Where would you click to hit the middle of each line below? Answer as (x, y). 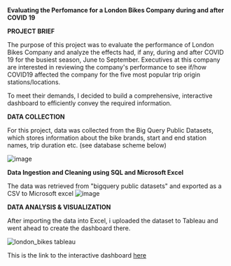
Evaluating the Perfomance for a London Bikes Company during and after (115, 10)
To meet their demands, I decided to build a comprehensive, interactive (110, 95)
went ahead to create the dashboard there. (69, 228)
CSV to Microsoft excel (40, 193)
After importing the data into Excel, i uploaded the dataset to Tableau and (113, 221)
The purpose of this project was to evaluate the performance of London (111, 45)
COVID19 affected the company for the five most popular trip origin (104, 74)
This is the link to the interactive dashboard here (77, 255)
